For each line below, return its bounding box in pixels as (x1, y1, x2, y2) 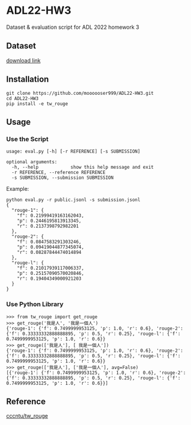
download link (6, 56, 41, 64)
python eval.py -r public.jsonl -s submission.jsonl (6, 197, 141, 203)
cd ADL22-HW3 (6, 95, 39, 101)
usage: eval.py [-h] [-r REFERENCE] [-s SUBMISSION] (6, 148, 141, 155)
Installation (6, 74, 49, 85)
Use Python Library (6, 300, 64, 309)
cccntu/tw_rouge (6, 412, 48, 420)
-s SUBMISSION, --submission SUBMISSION (11, 175, 114, 181)
